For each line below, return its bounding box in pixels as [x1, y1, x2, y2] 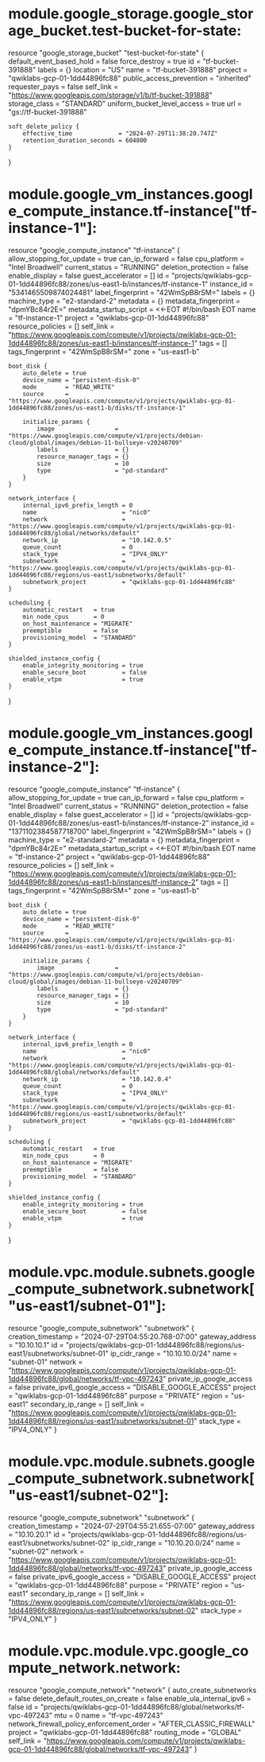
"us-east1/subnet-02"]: [8, 1486, 169, 1504]
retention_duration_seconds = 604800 [22, 136, 148, 144]
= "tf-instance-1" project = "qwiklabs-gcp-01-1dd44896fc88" [8, 313, 209, 322]
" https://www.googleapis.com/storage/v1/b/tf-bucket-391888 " [8, 90, 213, 99]
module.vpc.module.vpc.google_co [8, 1642, 249, 1659]
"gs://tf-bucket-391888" [8, 107, 87, 116]
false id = [8, 1702, 39, 1711]
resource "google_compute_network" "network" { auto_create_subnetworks [8, 1685, 257, 1694]
